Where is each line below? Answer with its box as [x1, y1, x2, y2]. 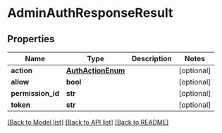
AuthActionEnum [66, 65, 125, 75]
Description [131, 54, 172, 63]
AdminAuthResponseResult [7, 5, 173, 21]
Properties [7, 33, 55, 45]
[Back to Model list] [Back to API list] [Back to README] [7, 118, 169, 126]
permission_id [11, 89, 60, 98]
